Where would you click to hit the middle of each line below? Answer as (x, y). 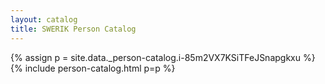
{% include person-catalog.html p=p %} (93, 68)
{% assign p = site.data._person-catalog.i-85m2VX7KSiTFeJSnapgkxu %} (163, 57)
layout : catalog (44, 19)
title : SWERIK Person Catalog (73, 29)
